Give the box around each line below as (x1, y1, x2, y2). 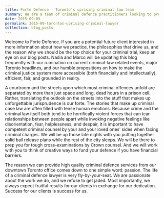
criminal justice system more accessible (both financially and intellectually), (5, 70, 157, 76)
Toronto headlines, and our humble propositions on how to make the (5, 65, 143, 71)
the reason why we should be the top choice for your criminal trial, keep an (5, 49, 156, 55)
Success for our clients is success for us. (5, 188, 88, 194)
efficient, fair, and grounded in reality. (5, 75, 81, 81)
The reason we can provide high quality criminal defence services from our (5, 162, 156, 168)
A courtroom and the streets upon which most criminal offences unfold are (5, 85, 155, 91)
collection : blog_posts (5, 25, 54, 30)
